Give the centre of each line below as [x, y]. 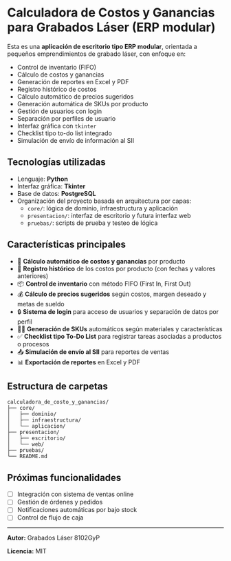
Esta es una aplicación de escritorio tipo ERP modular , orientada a [102, 46]
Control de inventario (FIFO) [57, 67]
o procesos [33, 344]
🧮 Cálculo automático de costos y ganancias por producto [101, 261]
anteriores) [33, 276]
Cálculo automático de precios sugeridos [75, 96]
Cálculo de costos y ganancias [60, 75]
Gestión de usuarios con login [59, 111]
